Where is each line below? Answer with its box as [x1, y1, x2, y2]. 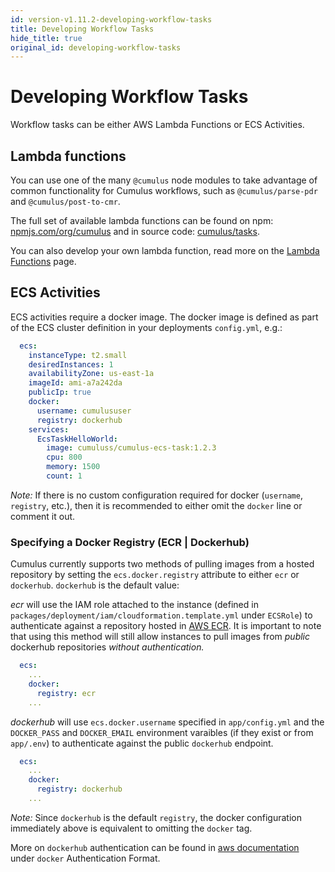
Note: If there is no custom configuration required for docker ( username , [10, 489, 303, 501]
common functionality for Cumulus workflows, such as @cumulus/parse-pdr [10, 185, 318, 196]
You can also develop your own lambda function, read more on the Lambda [10, 245, 320, 256]
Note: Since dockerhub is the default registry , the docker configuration [10, 811, 302, 823]
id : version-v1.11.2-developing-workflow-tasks [10, 14, 213, 25]
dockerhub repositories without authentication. [10, 641, 205, 653]
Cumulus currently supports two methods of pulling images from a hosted [10, 558, 315, 570]
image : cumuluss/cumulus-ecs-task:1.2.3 [46, 443, 217, 453]
